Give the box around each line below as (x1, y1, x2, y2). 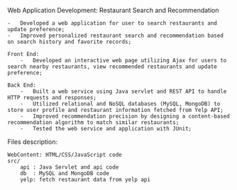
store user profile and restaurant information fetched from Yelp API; (7, 106, 224, 113)
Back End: (7, 82, 37, 89)
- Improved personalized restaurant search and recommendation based (7, 32, 224, 39)
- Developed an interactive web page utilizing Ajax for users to (20, 57, 227, 64)
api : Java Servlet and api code (20, 164, 119, 171)
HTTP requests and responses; (7, 94, 97, 101)
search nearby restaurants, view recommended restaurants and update (7, 63, 218, 70)
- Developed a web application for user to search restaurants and (7, 20, 218, 27)
